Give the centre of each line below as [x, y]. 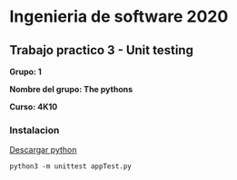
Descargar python [43, 150]
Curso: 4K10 [34, 107]
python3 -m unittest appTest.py [70, 166]
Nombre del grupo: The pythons [71, 89]
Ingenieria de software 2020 [119, 17]
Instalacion [35, 130]
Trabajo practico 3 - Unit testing [101, 50]
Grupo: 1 [26, 71]
